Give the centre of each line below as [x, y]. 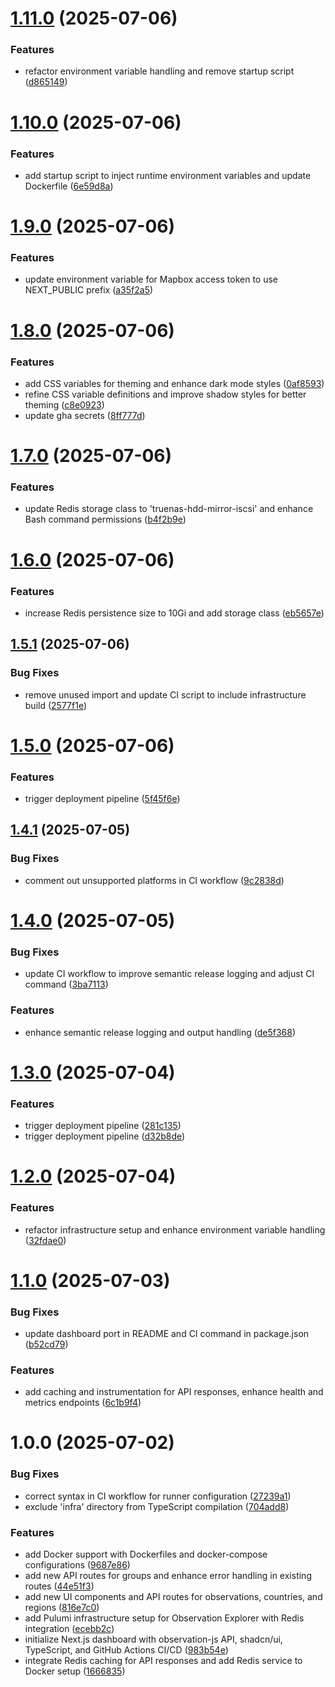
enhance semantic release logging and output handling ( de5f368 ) [160, 1032]
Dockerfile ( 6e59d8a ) [69, 186]
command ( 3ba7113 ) [66, 984]
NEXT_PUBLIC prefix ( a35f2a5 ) [89, 290]
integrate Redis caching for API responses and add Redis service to [163, 1661]
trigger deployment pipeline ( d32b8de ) [105, 1136]
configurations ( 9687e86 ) [77, 1565]
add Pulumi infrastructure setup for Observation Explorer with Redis [164, 1618]
